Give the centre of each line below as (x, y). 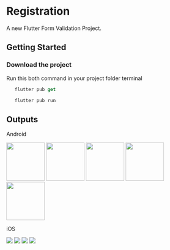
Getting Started (36, 47)
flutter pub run (35, 100)
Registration (38, 11)
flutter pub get (35, 89)
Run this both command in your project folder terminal (74, 78)
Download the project (39, 65)
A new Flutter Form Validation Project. (54, 28)
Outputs (22, 119)
